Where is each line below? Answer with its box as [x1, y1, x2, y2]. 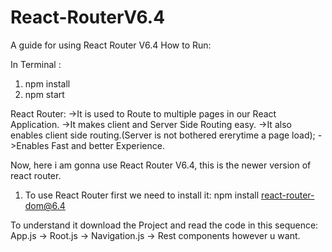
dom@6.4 [24, 199, 66, 211]
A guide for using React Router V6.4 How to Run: [10, 39, 212, 51]
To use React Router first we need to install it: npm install [24, 189, 260, 201]
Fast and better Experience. [51, 139, 165, 151]
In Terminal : [10, 58, 62, 70]
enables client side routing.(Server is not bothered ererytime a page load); [10, 129, 316, 141]
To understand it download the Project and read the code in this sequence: [10, 219, 319, 231]
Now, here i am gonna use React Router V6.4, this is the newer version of [10, 159, 312, 171]
